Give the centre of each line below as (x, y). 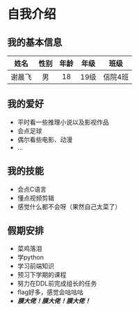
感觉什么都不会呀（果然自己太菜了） (69, 206)
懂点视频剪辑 (35, 198)
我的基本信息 (35, 42)
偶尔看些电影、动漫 (45, 139)
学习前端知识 (35, 266)
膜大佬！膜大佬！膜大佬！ (54, 301)
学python (30, 257)
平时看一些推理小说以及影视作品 (63, 122)
